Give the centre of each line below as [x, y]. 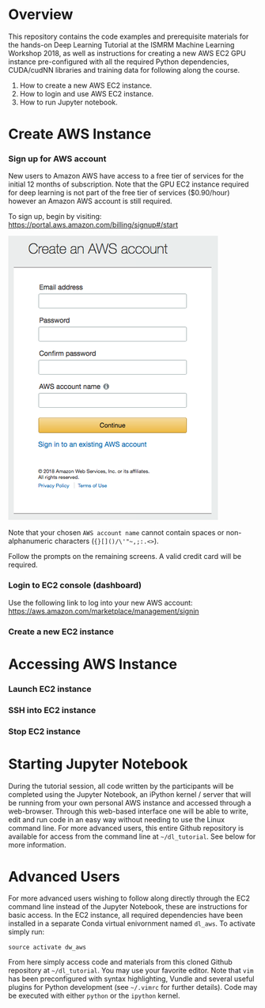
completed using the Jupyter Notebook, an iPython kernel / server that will [130, 794]
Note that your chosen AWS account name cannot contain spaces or [116, 533]
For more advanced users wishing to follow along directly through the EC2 [129, 898]
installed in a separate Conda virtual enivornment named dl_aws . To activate [132, 923]
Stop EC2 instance [44, 731]
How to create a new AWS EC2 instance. [86, 85]
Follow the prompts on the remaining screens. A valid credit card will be [125, 557]
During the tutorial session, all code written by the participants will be [121, 786]
